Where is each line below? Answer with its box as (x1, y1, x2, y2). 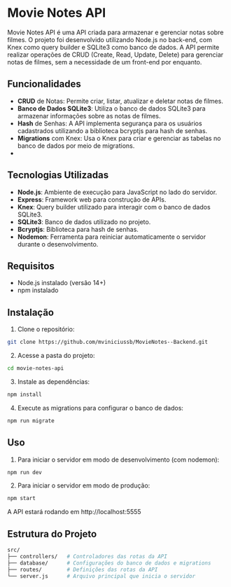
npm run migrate (7, 417, 55, 424)
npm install (7, 391, 42, 398)
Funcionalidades (7, 78, 82, 90)
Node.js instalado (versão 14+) (17, 279, 106, 287)
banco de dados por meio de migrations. (17, 141, 135, 150)
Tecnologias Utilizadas (7, 170, 109, 181)
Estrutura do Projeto (7, 527, 97, 540)
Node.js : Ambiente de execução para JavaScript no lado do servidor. (17, 188, 218, 196)
